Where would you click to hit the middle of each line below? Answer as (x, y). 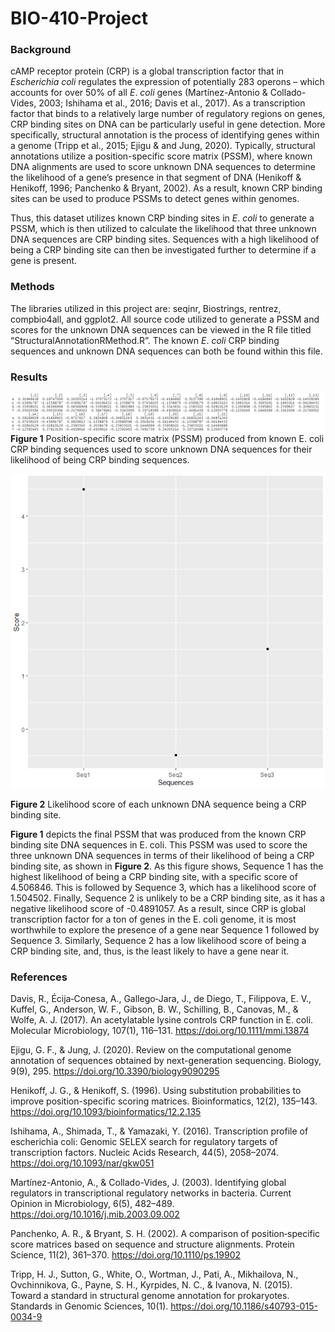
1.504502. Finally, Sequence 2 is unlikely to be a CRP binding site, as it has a (168, 898)
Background (41, 50)
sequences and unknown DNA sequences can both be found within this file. (166, 351)
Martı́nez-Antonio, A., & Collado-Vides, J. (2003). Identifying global (148, 1183)
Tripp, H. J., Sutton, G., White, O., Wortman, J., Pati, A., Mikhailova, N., (154, 1274)
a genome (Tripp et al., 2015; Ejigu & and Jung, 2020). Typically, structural (163, 146)
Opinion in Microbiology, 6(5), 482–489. (92, 1204)
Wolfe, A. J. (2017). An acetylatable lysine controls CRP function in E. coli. (162, 1020)
